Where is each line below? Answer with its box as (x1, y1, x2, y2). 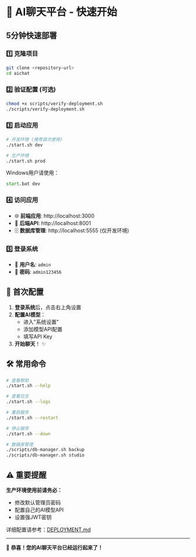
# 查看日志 (6, 393, 29, 400)
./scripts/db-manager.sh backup (6, 447, 85, 453)
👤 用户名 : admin (14, 261, 51, 268)
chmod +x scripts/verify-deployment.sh (6, 101, 103, 106)
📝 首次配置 (6, 287, 44, 297)
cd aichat (6, 70, 30, 76)
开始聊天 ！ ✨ (14, 340, 47, 347)
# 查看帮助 (6, 377, 29, 383)
